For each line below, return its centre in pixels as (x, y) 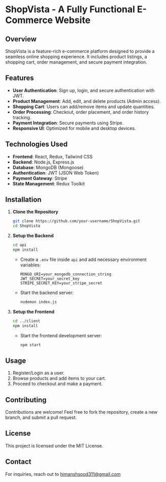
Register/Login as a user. (39, 373)
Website (73, 20)
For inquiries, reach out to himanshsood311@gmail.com (63, 474)
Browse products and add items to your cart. (59, 379)
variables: (30, 265)
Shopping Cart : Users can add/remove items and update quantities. (84, 106)
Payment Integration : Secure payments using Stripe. (68, 123)
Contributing (26, 400)
